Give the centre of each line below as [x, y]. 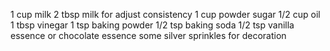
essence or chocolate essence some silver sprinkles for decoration [148, 35]
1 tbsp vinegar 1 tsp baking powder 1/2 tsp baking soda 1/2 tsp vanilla [152, 25]
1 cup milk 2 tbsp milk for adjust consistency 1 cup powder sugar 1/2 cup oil [165, 14]
